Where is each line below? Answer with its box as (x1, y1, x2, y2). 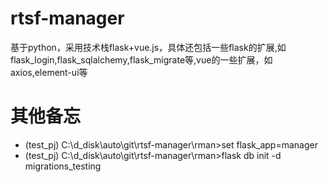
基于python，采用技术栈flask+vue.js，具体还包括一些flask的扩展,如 (10, 41, 287, 53)
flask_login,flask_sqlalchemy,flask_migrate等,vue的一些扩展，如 (10, 53, 273, 66)
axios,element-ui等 (10, 66, 88, 78)
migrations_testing (24, 160, 102, 172)
